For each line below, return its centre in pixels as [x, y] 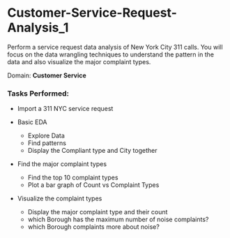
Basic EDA [32, 122]
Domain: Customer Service [47, 75]
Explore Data [46, 136]
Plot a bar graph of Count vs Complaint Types [93, 185]
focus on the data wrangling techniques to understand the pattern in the [111, 54]
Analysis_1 [38, 28]
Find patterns [47, 143]
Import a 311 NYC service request [65, 109]
